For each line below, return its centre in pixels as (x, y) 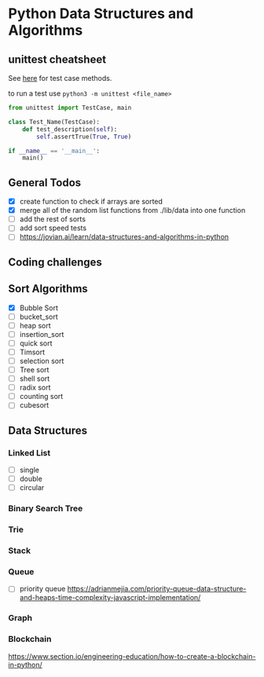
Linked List (29, 452)
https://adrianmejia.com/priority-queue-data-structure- (157, 589)
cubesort (34, 405)
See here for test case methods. (60, 78)
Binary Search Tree (46, 509)
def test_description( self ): (70, 129)
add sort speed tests (53, 228)
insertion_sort (42, 334)
